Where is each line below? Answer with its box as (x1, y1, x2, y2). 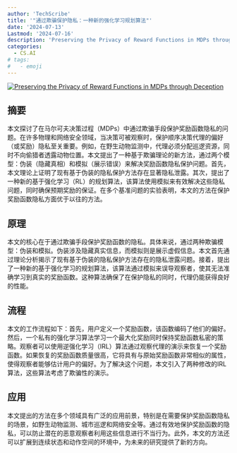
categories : (7, 43, 42, 50)
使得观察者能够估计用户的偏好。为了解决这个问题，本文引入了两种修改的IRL (7, 360, 227, 368)
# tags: (7, 56, 30, 64)
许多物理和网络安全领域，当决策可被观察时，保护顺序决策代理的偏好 (25, 133, 224, 142)
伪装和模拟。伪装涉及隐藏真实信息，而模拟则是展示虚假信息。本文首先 (19, 246, 224, 255)
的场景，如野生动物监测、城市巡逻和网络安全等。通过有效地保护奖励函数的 (7, 420, 224, 428)
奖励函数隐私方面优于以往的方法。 (7, 195, 107, 203)
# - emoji (7, 63, 42, 70)
